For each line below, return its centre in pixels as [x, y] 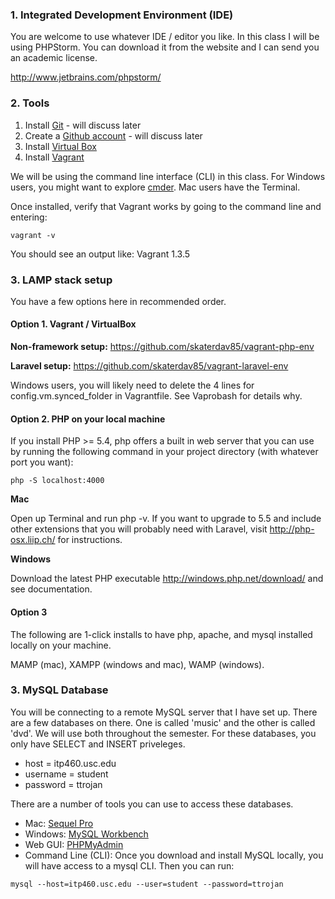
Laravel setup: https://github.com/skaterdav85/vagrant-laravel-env [149, 366]
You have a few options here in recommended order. [118, 301]
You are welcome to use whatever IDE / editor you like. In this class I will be [165, 37]
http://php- [292, 529]
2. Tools [30, 103]
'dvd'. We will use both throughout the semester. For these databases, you [163, 733]
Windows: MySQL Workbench [86, 834]
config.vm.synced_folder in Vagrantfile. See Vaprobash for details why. [156, 396]
